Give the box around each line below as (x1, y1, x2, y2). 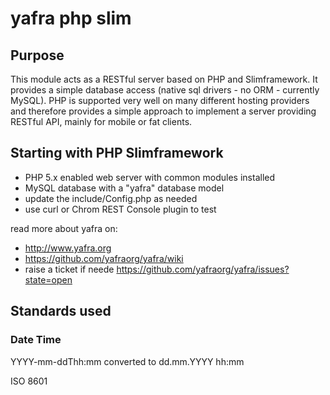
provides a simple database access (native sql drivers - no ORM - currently (10, 84, 320, 96)
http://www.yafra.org (24, 242, 112, 254)
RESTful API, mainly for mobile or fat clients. (10, 116, 193, 127)
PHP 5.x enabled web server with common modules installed (24, 171, 276, 183)
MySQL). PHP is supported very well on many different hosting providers (10, 95, 310, 106)
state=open (24, 273, 73, 286)
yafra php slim (10, 7, 132, 30)
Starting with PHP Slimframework (10, 145, 224, 162)
